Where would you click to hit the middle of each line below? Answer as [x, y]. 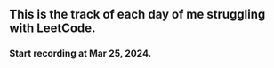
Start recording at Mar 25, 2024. [81, 54]
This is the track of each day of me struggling [137, 15]
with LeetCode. [52, 29]
